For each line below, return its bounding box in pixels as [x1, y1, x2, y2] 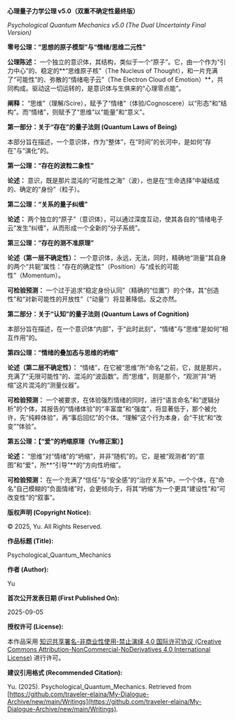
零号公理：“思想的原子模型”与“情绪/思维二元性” [7, 43, 146, 51]
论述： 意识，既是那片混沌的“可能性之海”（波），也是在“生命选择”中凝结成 [7, 176, 220, 185]
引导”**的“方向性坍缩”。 [55, 461, 125, 469]
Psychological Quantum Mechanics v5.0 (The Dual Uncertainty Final [7, 21, 206, 29]
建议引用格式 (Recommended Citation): [7, 669, 123, 676]
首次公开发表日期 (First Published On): [7, 594, 120, 602]
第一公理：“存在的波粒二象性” [7, 162, 95, 169]
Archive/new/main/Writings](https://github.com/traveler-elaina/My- [7, 698, 202, 705]
